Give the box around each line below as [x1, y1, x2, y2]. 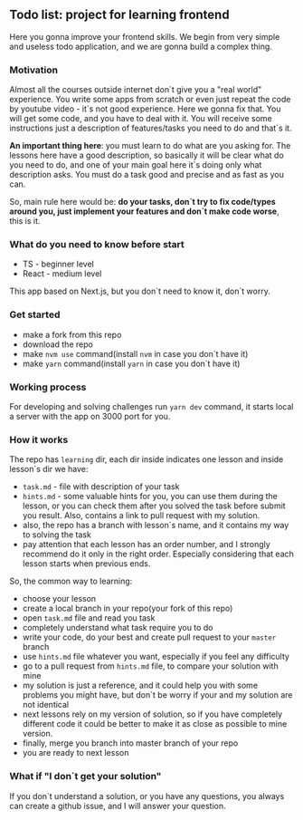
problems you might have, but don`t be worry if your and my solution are [22, 690, 293, 700]
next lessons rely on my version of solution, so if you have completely [22, 709, 283, 719]
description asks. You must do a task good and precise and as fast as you [9, 169, 285, 180]
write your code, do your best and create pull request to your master [22, 632, 277, 642]
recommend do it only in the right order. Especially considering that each [22, 548, 294, 560]
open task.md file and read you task [22, 613, 156, 623]
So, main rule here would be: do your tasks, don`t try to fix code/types [9, 197, 276, 207]
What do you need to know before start [9, 238, 185, 251]
